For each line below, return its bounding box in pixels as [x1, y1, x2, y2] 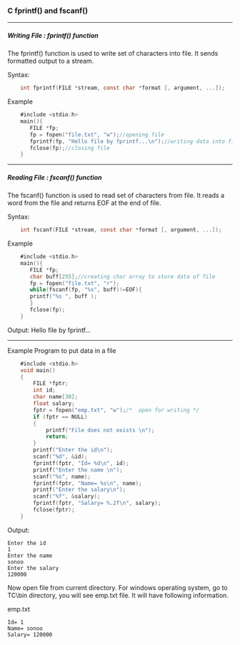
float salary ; [33, 400, 75, 407]
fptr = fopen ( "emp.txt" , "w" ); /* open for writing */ [33, 406, 200, 414]
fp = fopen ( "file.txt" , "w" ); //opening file [29, 131, 164, 138]
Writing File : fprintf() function [7, 31, 99, 39]
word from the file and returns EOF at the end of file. [7, 199, 162, 207]
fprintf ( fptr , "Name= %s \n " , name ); [33, 479, 142, 487]
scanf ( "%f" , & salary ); [33, 493, 101, 500]
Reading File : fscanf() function [7, 173, 102, 181]
